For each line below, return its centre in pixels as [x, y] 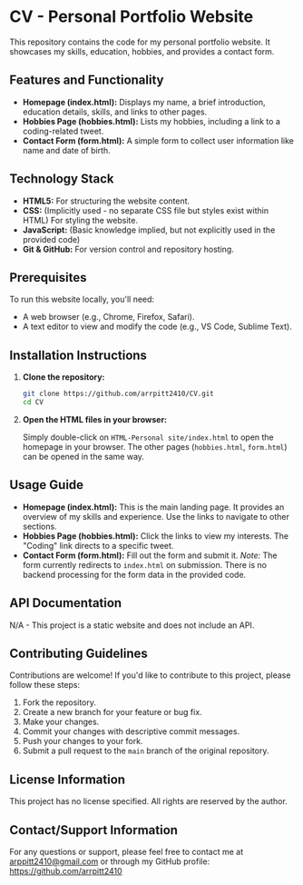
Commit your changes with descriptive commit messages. [131, 731]
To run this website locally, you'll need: [82, 299]
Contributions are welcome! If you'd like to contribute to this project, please [150, 675]
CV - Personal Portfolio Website [132, 17]
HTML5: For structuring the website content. [106, 201]
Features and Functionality [87, 80]
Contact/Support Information [94, 830]
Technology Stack [62, 179]
